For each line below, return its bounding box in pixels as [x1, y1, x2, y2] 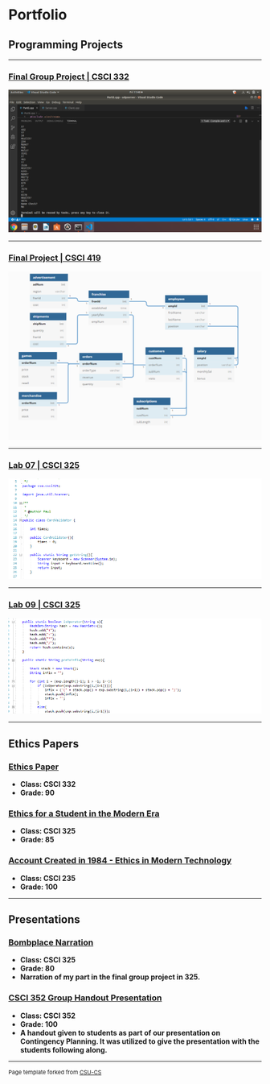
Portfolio [8, 6, 67, 24]
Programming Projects [8, 38, 123, 52]
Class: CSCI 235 [19, 873, 76, 883]
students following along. [19, 1045, 108, 1054]
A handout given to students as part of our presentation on [19, 1028, 221, 1037]
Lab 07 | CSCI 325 [8, 460, 80, 471]
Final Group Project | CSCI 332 [8, 71, 130, 82]
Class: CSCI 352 [19, 1011, 76, 1020]
